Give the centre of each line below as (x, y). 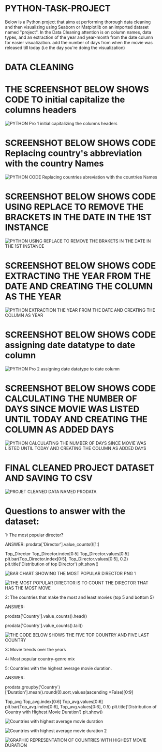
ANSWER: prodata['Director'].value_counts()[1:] (52, 544)
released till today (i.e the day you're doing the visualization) (65, 48)
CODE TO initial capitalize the (65, 100)
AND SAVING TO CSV (49, 478)
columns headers (41, 110)
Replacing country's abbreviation (74, 153)
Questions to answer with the (65, 511)
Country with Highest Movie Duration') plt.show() (54, 712)
